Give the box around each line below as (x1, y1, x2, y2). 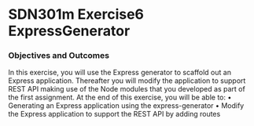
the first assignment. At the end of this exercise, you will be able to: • (8, 92, 232, 103)
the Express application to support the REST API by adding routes (8, 110, 221, 119)
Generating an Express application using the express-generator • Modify (8, 101, 245, 110)
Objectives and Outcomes (8, 50, 110, 61)
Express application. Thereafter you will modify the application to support (8, 76, 246, 85)
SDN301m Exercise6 (8, 5, 144, 23)
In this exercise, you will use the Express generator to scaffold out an (8, 68, 232, 77)
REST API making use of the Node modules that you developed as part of (8, 85, 245, 94)
